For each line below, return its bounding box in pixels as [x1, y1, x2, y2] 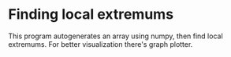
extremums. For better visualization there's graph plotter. [8, 39, 193, 48]
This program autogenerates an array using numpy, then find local [8, 31, 223, 41]
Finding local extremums [8, 5, 174, 23]
